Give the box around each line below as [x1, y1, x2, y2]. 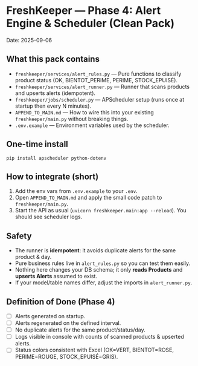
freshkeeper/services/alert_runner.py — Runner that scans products [14, 83, 190, 90]
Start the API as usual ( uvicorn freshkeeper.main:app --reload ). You [14, 207, 187, 214]
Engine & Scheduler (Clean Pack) [6, 16, 175, 30]
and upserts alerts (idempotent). [14, 89, 95, 97]
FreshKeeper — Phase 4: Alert [6, 4, 161, 18]
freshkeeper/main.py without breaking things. [14, 115, 129, 122]
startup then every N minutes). [14, 102, 92, 109]
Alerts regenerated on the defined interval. [14, 319, 121, 327]
